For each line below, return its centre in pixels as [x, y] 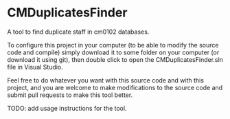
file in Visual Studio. [35, 67]
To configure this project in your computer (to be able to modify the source [113, 45]
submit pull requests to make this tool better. [70, 95]
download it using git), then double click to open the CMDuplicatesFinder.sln [115, 59]
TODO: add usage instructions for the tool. [67, 108]
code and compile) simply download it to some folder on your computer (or [113, 52]
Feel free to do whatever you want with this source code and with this [106, 80]
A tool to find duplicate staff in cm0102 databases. [78, 32]
